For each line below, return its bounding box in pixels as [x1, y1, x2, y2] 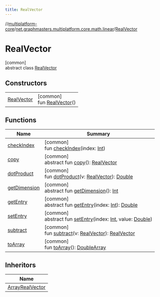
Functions [5, 116, 37, 124]
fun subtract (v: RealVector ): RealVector [44, 230, 135, 237]
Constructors [5, 79, 47, 87]
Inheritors [5, 261, 36, 269]
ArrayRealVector [7, 284, 46, 291]
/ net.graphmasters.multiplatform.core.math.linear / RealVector [14, 26, 138, 32]
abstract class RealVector [5, 65, 57, 70]
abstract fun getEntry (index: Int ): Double [44, 201, 138, 208]
